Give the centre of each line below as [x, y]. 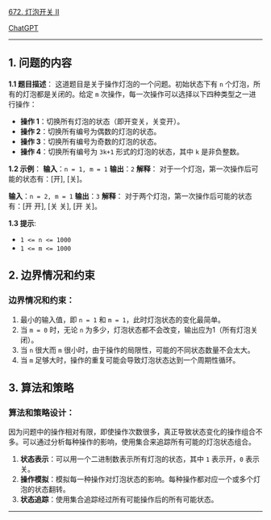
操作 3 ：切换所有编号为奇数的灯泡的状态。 [90, 141]
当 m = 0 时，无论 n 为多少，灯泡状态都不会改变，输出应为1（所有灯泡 [135, 329]
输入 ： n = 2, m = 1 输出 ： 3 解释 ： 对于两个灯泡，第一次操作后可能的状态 [130, 195]
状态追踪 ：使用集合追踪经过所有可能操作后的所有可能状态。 [119, 500]
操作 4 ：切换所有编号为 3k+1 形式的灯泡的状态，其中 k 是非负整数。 [132, 151]
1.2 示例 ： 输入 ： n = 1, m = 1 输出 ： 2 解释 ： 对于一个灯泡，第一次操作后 [130, 169]
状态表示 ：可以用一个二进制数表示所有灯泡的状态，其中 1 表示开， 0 [132, 459]
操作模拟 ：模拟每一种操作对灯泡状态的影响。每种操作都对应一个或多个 [137, 480]
